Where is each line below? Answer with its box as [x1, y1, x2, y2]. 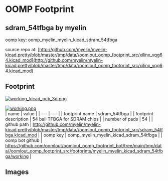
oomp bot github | [5, 137, 43, 143]
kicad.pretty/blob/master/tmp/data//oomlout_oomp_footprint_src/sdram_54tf [5, 126, 163, 132]
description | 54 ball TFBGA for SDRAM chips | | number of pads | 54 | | [5, 116, 153, 122]
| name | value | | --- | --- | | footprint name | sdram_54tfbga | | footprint [5, 110, 154, 116]
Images [5, 168, 29, 176]
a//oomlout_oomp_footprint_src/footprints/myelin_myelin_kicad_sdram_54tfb [5, 148, 163, 154]
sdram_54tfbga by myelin [5, 24, 87, 32]
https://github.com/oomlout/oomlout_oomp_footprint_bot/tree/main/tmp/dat [5, 142, 162, 148]
